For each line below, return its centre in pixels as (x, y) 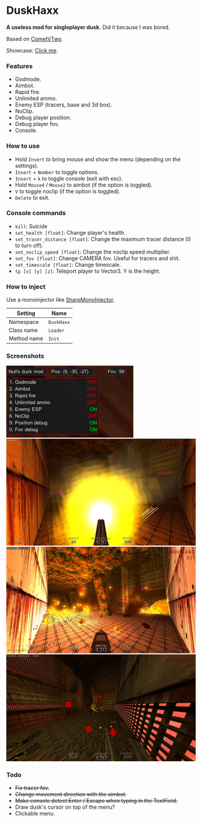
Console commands (36, 213)
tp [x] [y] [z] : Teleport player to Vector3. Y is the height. (87, 271)
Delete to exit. (32, 198)
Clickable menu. (35, 813)
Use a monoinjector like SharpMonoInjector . (61, 300)
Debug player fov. (37, 124)
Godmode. (28, 79)
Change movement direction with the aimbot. (71, 794)
